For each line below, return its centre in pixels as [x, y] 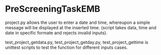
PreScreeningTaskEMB [53, 9]
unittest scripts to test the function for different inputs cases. [67, 47]
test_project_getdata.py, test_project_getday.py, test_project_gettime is [77, 42]
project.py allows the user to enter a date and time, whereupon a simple [78, 22]
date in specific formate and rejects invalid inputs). [56, 33]
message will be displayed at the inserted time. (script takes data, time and [81, 27]
